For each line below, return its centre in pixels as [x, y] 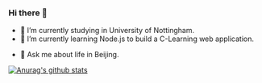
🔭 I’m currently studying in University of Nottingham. [107, 31]
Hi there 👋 [28, 13]
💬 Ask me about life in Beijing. [69, 55]
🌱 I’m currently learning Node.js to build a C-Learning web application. [137, 39]
